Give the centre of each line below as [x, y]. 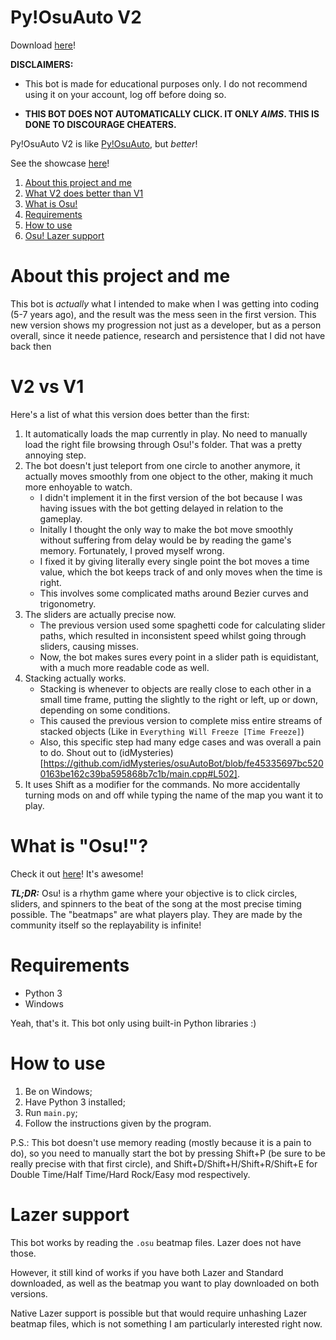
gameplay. [61, 518]
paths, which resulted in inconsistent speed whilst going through [173, 635]
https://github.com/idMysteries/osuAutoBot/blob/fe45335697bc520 [183, 763]
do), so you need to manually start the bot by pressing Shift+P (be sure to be [168, 1153]
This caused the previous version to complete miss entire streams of [181, 720]
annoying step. [55, 455]
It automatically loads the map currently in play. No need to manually [166, 433]
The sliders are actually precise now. [100, 614]
